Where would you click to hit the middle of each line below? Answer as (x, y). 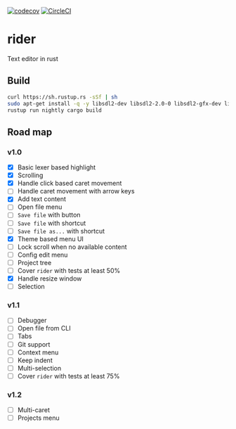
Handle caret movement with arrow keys (76, 191)
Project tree (34, 262)
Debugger (32, 321)
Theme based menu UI (51, 238)
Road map (30, 132)
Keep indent (35, 360)
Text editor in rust (33, 58)
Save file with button (49, 215)
